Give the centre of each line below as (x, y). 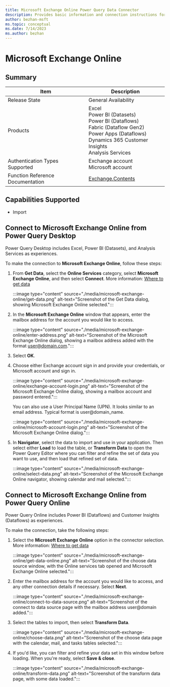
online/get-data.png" (34, 299)
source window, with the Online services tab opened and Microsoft (82, 566)
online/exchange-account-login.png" (51, 386)
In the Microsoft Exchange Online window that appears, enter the (81, 314)
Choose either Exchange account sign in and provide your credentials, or (89, 365)
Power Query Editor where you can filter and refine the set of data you (86, 453)
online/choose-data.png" (39, 638)
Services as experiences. (32, 254)
